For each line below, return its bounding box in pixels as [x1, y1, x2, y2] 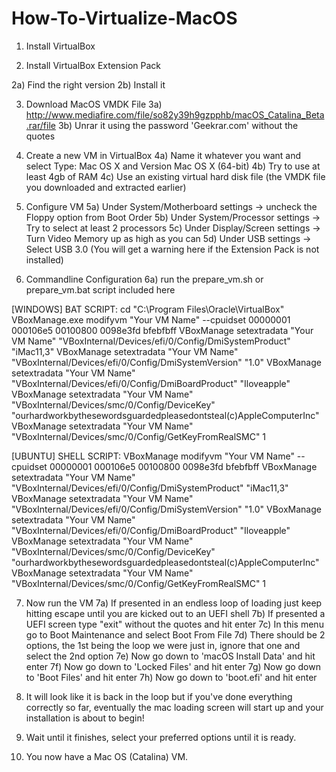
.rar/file [25, 119, 56, 131]
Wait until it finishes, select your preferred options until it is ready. [25, 731, 297, 743]
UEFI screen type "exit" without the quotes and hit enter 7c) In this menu [25, 618, 324, 630]
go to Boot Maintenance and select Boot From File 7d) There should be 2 [25, 628, 326, 641]
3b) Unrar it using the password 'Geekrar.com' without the [57, 119, 299, 131]
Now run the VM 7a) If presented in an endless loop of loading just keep [25, 597, 323, 609]
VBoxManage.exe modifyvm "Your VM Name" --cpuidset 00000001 [11, 313, 291, 326]
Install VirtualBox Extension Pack [25, 59, 161, 71]
